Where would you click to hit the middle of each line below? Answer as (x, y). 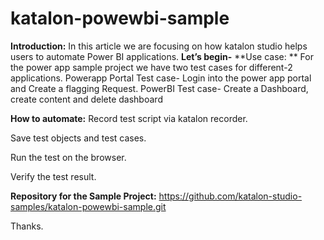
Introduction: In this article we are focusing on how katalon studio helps (159, 46)
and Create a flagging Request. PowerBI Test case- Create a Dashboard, (159, 88)
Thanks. (27, 226)
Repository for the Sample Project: (83, 196)
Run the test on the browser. (68, 157)
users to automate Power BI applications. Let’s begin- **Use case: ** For (162, 56)
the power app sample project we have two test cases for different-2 (151, 67)
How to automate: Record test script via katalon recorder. (129, 118)
